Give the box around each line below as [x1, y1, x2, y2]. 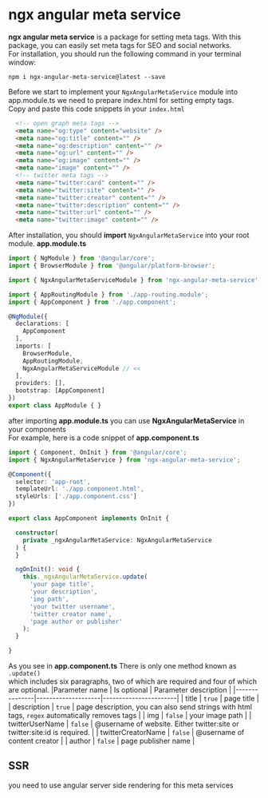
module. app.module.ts [8, 239, 87, 248]
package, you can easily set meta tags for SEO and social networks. [8, 40, 232, 50]
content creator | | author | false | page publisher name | [8, 736, 195, 746]
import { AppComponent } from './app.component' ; [8, 298, 177, 306]
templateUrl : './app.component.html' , [15, 485, 145, 493]
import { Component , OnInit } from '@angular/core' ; [8, 448, 187, 456]
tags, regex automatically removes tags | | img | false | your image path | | [8, 711, 252, 721]
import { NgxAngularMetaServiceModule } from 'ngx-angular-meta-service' [8, 276, 259, 284]
